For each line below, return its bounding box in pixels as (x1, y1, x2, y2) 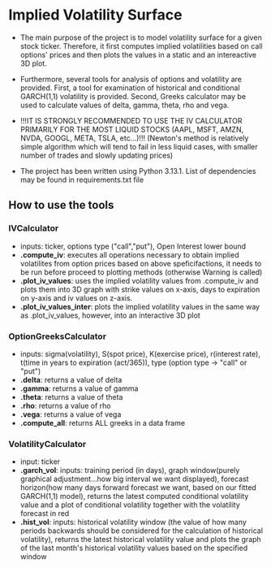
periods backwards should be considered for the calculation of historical (19, 526, 264, 535)
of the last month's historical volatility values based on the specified (19, 543, 248, 553)
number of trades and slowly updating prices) (19, 150, 174, 160)
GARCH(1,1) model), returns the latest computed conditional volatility (19, 492, 249, 501)
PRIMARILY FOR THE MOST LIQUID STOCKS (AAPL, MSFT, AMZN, (19, 124, 244, 134)
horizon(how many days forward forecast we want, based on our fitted (19, 483, 257, 492)
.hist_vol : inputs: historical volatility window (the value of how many (19, 518, 247, 527)
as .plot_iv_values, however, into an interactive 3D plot (19, 310, 200, 320)
